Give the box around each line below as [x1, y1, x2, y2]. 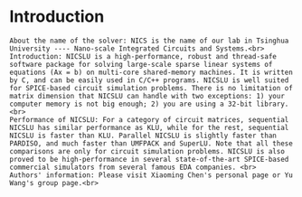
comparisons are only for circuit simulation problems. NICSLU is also [9, 146, 285, 155]
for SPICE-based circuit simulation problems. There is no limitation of [9, 83, 294, 92]
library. [256, 99, 289, 108]
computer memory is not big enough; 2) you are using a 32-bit [9, 99, 253, 108]
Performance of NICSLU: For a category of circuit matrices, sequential [9, 115, 289, 124]
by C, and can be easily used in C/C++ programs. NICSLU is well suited [9, 75, 289, 85]
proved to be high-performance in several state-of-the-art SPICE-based [9, 155, 289, 164]
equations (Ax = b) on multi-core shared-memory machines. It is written [9, 68, 294, 77]
